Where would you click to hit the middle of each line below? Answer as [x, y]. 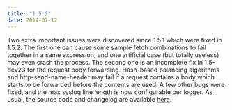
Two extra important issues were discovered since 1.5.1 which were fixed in [115, 40]
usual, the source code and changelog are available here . [90, 99]
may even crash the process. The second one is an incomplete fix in [105, 62]
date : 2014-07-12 [32, 20]
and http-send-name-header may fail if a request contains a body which [111, 77]
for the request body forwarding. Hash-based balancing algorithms [123, 70]
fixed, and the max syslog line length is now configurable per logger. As [110, 92]
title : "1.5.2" [29, 14]
